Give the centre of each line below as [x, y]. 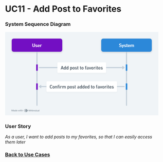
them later [15, 142]
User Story [18, 126]
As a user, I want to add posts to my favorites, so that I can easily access [79, 137]
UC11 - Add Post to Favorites [63, 9]
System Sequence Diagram [38, 24]
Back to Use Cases [27, 155]
